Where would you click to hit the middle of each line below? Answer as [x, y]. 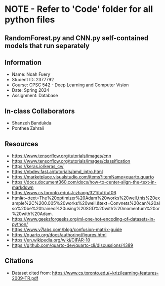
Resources [21, 144]
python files [30, 20]
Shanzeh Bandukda [32, 123]
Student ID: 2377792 [33, 80]
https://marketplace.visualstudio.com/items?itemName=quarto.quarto [83, 177]
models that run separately [47, 46]
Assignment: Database [35, 96]
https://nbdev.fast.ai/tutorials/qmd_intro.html [57, 172]
